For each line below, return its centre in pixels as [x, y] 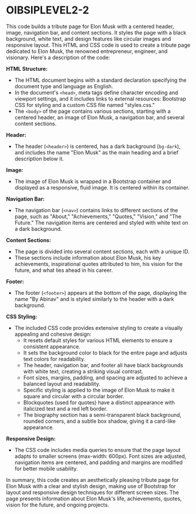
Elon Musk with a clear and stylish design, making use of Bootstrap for [91, 486]
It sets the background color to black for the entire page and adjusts [105, 353]
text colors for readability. [54, 359]
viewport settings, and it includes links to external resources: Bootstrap [100, 99]
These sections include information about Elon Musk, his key [88, 257]
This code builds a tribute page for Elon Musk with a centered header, [90, 26]
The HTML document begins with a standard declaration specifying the [100, 80]
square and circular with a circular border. [74, 396]
